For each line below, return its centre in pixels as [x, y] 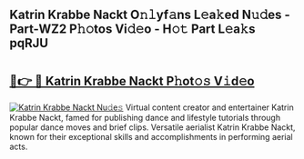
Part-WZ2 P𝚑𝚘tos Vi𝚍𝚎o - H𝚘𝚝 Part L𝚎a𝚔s [132, 30]
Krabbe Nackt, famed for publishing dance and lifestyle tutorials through [145, 118]
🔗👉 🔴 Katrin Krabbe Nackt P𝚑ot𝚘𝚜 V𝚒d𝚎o [132, 81]
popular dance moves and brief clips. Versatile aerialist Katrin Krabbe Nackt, [152, 127]
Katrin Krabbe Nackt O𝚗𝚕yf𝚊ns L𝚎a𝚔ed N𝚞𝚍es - [150, 15]
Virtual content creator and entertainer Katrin [209, 107]
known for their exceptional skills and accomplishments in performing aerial [151, 137]
